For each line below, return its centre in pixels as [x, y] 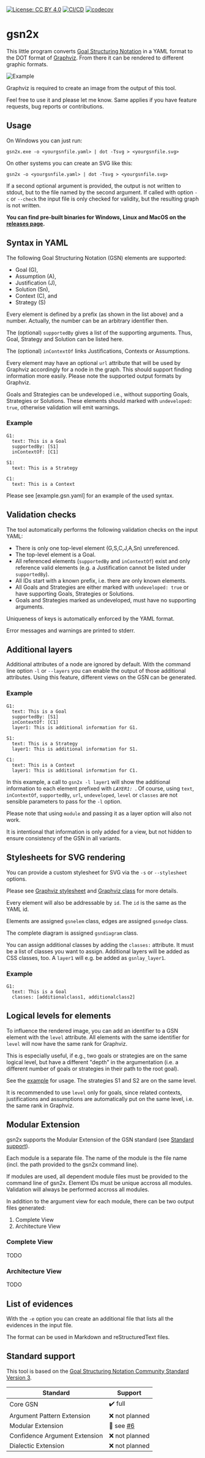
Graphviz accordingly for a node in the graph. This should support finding [99, 369]
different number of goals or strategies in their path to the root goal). [93, 1069]
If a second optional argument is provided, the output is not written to [94, 186]
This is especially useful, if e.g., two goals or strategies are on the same [97, 1056]
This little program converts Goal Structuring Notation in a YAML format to [99, 51]
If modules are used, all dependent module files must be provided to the [97, 1176]
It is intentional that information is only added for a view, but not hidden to [99, 832]
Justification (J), [36, 283]
